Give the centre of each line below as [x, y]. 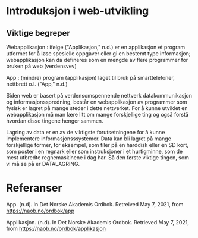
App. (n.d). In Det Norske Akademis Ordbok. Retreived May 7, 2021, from [95, 204]
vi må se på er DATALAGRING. [43, 164]
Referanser [34, 188]
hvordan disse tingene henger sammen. [55, 121]
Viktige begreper [38, 33]
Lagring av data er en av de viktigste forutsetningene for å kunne [86, 132]
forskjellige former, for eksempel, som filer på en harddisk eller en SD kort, [97, 145]
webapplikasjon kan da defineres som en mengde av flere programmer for [97, 60]
